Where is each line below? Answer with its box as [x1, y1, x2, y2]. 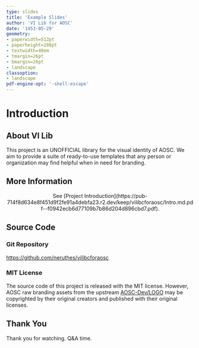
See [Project [52, 192, 83, 199]
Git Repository [6, 240, 49, 249]
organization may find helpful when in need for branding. [6, 159, 146, 166]
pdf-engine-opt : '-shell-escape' [6, 81, 89, 87]
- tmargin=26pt [6, 53, 44, 59]
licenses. [6, 301, 29, 309]
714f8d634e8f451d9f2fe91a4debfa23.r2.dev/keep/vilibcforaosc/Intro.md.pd [7, 199, 194, 206]
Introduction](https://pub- [84, 192, 148, 199]
